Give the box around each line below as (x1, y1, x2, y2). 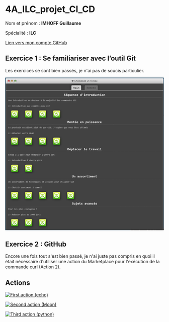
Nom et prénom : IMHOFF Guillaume (5, 20, 81, 26)
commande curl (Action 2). (5, 264, 61, 270)
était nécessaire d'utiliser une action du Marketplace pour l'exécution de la (5, 259, 160, 265)
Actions (5, 278, 30, 287)
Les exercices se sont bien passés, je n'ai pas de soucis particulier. (5, 67, 145, 73)
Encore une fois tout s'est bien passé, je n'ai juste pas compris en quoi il (5, 253, 155, 259)
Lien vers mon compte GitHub (5, 39, 67, 46)
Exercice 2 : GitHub (5, 240, 67, 248)
